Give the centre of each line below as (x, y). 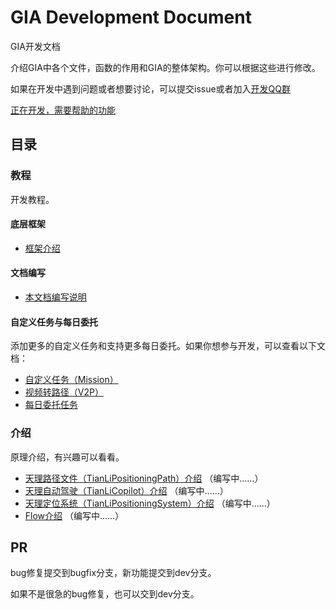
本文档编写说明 (55, 297)
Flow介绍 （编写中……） (74, 515)
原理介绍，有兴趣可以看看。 (67, 457)
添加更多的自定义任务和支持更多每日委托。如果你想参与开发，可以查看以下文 (168, 346)
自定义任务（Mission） (71, 380)
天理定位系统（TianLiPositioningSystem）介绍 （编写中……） (150, 503)
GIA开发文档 (35, 46)
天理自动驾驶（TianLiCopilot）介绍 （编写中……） (126, 490)
